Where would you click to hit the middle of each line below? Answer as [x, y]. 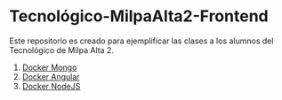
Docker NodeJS [51, 86]
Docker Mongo [49, 67]
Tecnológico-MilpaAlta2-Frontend [139, 16]
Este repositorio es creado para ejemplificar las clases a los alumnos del [141, 41]
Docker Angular [51, 76]
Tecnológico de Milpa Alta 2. [61, 50]
